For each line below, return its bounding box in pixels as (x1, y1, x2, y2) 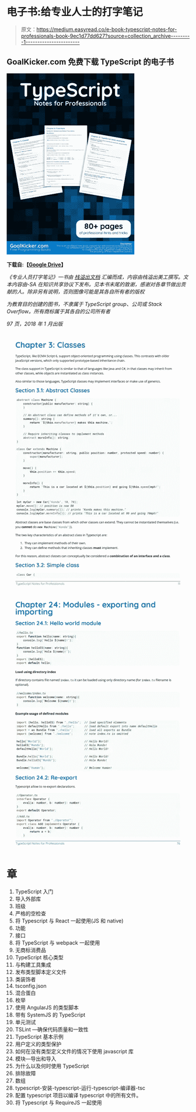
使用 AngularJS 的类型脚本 (15, 1004, 79, 1011)
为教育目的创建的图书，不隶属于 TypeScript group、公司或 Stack (6, 300, 163, 307)
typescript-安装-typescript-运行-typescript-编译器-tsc (15, 1084, 145, 1092)
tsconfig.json (15, 982, 47, 989)
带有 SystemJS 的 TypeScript (15, 1011, 86, 1018)
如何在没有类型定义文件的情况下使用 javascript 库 (15, 1048, 134, 1055)
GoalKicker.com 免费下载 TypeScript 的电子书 (6, 57, 174, 67)
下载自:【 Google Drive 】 (6, 261, 66, 268)
